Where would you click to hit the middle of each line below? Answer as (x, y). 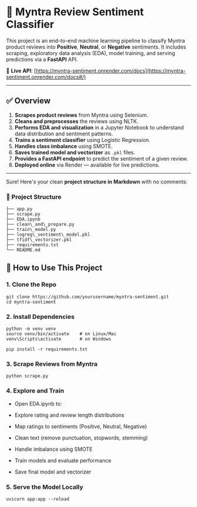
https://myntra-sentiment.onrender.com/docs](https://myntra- (111, 70)
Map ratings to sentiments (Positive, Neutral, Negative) (81, 426)
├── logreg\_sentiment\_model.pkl (48, 235)
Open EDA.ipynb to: (38, 403)
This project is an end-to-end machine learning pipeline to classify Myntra (96, 40)
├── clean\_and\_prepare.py (40, 224)
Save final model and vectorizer (53, 472)
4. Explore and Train (35, 391)
